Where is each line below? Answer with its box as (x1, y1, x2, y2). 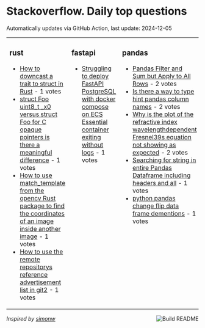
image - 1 (20, 232, 49, 241)
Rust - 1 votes (20, 87, 62, 95)
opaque (20, 125, 42, 134)
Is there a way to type (132, 87, 195, 95)
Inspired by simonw (6, 315, 56, 322)
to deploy (81, 71, 109, 80)
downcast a (20, 71, 54, 80)
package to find (20, 202, 65, 210)
